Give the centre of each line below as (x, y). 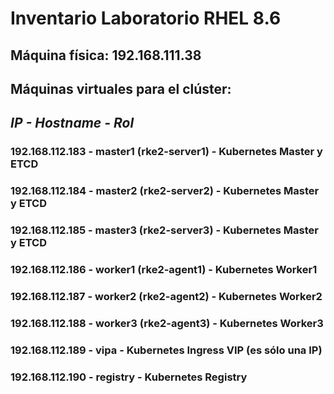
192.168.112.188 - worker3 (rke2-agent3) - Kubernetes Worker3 (167, 323)
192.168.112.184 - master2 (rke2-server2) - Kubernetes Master (165, 191)
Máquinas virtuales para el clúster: (121, 88)
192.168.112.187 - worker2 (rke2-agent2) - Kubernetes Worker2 (166, 296)
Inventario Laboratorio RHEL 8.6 (146, 18)
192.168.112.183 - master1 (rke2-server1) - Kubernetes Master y (166, 152)
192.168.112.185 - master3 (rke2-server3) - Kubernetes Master (164, 230)
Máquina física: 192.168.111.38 (106, 55)
